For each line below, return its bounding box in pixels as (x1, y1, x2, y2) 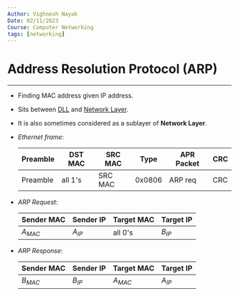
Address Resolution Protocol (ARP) (7, 61, 218, 77)
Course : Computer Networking (7, 24, 94, 31)
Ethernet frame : (17, 133, 64, 141)
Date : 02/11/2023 (7, 17, 59, 24)
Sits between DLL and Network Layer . (17, 105, 129, 114)
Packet (175, 158, 200, 168)
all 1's (61, 175, 82, 185)
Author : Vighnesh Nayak (7, 10, 78, 18)
